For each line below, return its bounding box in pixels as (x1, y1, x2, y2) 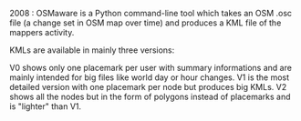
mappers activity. (9, 27, 75, 37)
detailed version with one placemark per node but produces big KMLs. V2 (9, 82, 287, 92)
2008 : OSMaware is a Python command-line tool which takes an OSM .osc (9, 8, 293, 18)
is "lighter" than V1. (9, 101, 82, 112)
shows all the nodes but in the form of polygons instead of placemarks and (9, 91, 291, 102)
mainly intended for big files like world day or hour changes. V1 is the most (9, 72, 290, 83)
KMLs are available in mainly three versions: (9, 45, 175, 55)
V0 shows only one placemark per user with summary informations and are (9, 63, 292, 73)
